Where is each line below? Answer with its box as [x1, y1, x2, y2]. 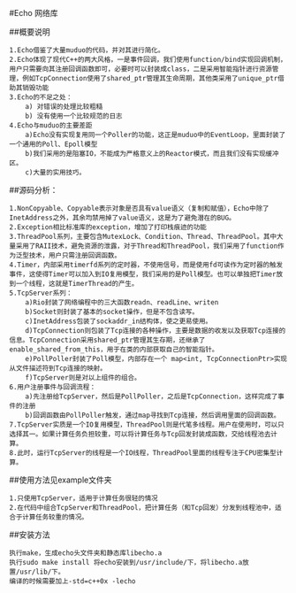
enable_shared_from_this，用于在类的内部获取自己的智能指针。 [9, 345, 219, 354]
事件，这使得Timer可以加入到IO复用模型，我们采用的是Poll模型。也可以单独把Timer [9, 270, 277, 279]
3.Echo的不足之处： [9, 93, 73, 102]
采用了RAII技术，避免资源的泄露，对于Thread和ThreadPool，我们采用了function [15, 242, 278, 250]
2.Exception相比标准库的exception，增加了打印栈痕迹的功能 [9, 223, 208, 232]
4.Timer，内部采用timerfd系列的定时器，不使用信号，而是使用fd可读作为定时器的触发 [9, 260, 284, 269]
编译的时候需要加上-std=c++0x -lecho [9, 577, 136, 586]
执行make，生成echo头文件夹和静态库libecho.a [9, 549, 163, 558]
